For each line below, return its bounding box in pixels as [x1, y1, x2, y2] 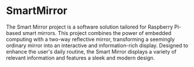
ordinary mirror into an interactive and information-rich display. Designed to [6, 42, 189, 49]
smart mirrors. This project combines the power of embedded [22, 29, 172, 36]
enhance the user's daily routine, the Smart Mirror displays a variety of [6, 48, 177, 55]
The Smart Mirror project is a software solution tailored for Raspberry [6, 23, 173, 30]
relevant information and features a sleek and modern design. [6, 54, 155, 61]
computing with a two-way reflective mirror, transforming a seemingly [6, 36, 175, 43]
